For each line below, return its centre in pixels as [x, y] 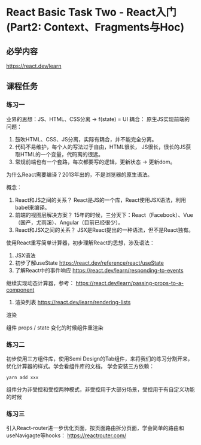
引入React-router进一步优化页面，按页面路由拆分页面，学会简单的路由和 [95, 428]
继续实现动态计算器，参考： [40, 283]
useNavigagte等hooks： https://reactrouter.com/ [66, 435]
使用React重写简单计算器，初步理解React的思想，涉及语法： [81, 243]
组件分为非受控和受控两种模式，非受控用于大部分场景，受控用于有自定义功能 [100, 389]
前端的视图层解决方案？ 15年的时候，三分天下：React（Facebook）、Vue [104, 215]
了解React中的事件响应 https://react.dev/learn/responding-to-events [99, 270]
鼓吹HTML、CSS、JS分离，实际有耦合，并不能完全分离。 [86, 139]
